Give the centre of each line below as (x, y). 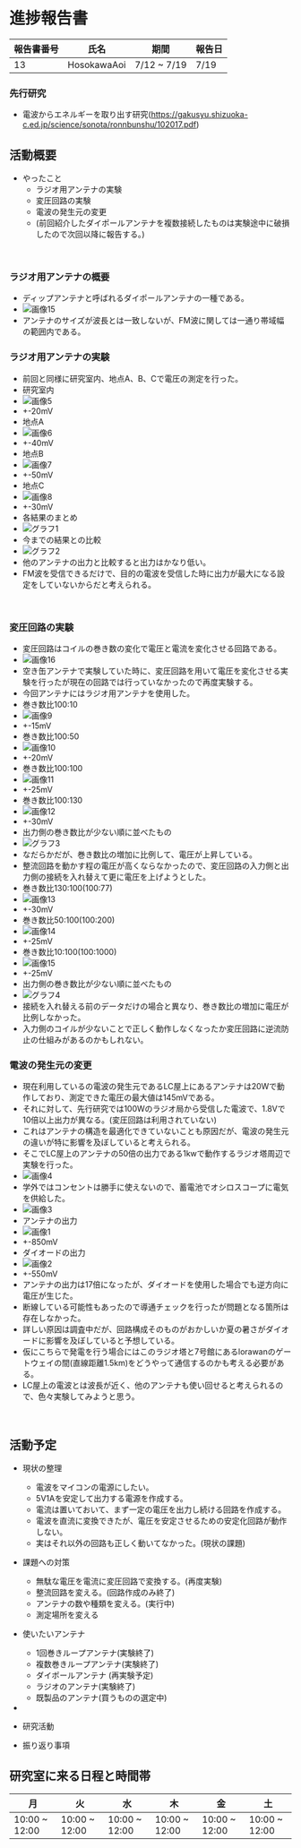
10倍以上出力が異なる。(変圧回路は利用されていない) (120, 1120)
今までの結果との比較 (61, 539)
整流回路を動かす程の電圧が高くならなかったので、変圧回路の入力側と (152, 865)
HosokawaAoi (97, 64)
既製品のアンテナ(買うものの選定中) (101, 1698)
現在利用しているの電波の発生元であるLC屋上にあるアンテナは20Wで (150, 1087)
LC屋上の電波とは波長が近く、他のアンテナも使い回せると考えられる (149, 1386)
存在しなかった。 (54, 1319)
